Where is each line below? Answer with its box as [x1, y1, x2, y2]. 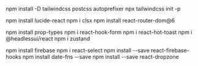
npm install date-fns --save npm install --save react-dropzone [23, 53, 179, 60]
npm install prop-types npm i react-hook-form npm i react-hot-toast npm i [5, 28, 193, 36]
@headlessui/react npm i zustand [5, 35, 90, 42]
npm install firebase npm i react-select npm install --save [5, 47, 150, 54]
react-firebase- [151, 47, 190, 54]
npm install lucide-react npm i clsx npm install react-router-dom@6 [5, 17, 175, 24]
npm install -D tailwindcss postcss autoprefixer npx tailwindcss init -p [5, 5, 181, 12]
